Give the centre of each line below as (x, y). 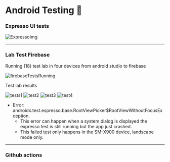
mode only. (32, 137)
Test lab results (21, 85)
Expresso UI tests (27, 26)
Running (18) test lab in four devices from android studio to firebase (76, 66)
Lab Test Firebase (28, 55)
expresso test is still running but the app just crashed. (76, 126)
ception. (21, 116)
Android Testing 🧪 (44, 10)
